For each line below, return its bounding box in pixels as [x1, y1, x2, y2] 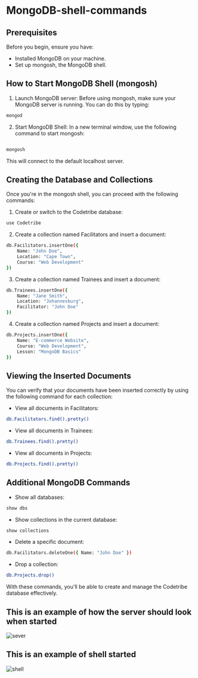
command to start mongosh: [14, 129, 85, 137]
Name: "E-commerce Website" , [17, 337, 89, 343]
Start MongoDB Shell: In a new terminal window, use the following [14, 123, 177, 131]
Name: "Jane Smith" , [17, 293, 68, 299]
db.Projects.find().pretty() [6, 461, 79, 467]
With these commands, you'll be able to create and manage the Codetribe [6, 583, 188, 591]
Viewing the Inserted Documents [6, 371, 131, 381]
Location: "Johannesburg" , [17, 298, 84, 304]
